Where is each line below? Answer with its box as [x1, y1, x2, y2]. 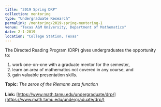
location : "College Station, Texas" [5, 34, 79, 39]
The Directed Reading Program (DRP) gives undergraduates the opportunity [5, 47, 156, 53]
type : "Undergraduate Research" [5, 16, 70, 21]
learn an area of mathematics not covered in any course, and [12, 67, 134, 72]
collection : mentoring [5, 12, 51, 16]
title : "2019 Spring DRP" [5, 7, 57, 12]
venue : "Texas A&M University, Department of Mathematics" [5, 25, 127, 30]
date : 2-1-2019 [5, 29, 36, 34]
